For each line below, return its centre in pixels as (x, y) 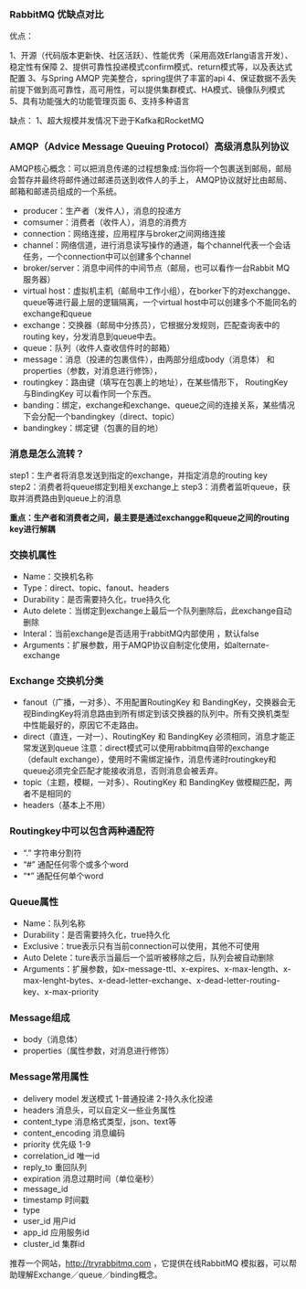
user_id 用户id (49, 1220)
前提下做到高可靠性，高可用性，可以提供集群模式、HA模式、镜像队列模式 (148, 90)
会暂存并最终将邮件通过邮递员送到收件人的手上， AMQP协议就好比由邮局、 (151, 179)
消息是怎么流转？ (47, 453)
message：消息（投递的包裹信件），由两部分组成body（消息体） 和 (149, 359)
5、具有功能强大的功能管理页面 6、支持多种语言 (100, 101)
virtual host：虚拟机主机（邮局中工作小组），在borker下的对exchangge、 (159, 291)
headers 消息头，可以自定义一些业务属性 (99, 1110)
